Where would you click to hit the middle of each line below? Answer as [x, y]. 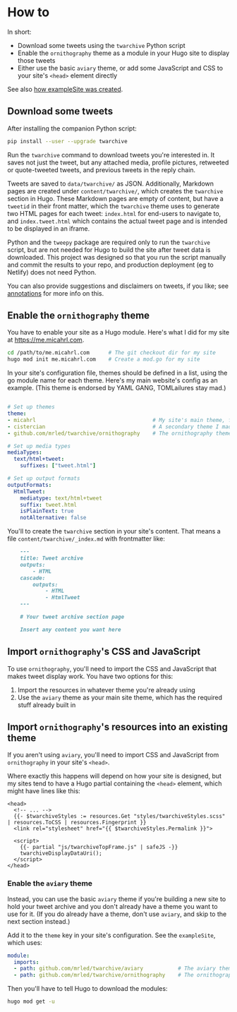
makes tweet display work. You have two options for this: [90, 676]
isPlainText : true [47, 511]
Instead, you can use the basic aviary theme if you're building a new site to [117, 899]
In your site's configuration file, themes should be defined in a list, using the [117, 373]
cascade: [33, 578]
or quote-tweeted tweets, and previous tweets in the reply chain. [102, 169]
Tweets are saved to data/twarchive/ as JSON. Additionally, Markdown [110, 183]
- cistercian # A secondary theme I [113, 427]
